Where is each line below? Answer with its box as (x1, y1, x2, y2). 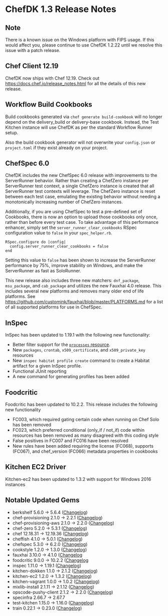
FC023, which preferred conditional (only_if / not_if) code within (12, 427, 144, 433)
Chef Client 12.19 (5, 62, 59, 71)
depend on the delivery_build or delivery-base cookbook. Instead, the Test (5, 119, 159, 125)
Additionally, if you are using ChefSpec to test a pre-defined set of (5, 209, 143, 215)
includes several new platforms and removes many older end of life (5, 288, 144, 294)
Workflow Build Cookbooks (5, 100, 93, 109)
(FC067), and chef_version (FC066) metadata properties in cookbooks (12, 448, 158, 454)
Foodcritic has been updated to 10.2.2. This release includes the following (5, 402, 158, 408)
